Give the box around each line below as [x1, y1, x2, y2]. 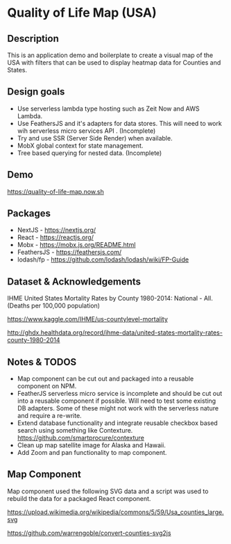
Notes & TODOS [7, 356, 77, 368]
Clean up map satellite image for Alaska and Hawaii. [17, 441, 166, 449]
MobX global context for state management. [17, 141, 144, 150]
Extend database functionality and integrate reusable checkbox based [17, 419, 219, 427]
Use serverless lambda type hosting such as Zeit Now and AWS [17, 104, 200, 113]
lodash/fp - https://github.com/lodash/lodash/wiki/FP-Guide [17, 255, 189, 264]
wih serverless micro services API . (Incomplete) [17, 127, 156, 135]
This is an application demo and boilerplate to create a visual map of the [7, 51, 214, 59]
